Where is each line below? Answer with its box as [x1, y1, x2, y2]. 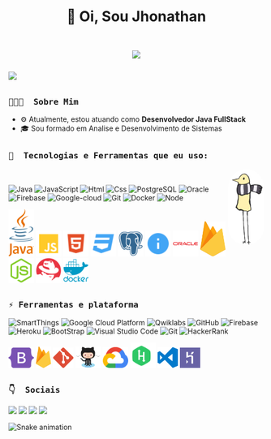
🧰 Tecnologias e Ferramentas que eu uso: [8, 150, 209, 161]
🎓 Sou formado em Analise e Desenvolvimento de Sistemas [19, 123, 222, 133]
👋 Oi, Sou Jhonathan [66, 7, 207, 26]
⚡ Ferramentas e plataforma [8, 299, 140, 311]
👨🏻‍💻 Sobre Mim [8, 97, 79, 107]
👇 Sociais [8, 385, 61, 395]
